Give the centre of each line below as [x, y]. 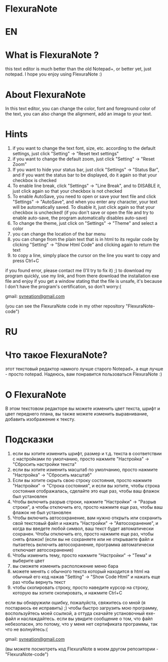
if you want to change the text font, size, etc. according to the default [84, 148]
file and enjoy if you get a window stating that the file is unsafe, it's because [83, 281]
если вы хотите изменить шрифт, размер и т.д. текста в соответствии [87, 454]
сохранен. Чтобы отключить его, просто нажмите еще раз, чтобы [83, 534]
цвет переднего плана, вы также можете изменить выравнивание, [77, 414]
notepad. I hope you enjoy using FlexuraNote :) [54, 74]
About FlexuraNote [46, 95]
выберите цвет [28, 561]
